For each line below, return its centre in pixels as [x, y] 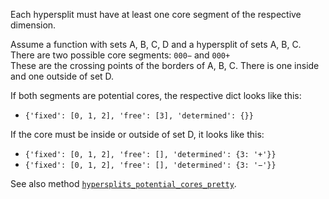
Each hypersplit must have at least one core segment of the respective [156, 14]
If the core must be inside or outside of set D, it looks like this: [137, 134]
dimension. [33, 25]
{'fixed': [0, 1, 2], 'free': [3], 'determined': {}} [139, 116]
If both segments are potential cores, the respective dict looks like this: [156, 95]
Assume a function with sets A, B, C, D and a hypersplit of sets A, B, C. [156, 44]
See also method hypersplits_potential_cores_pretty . [123, 183]
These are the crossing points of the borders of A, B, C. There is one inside [165, 65]
